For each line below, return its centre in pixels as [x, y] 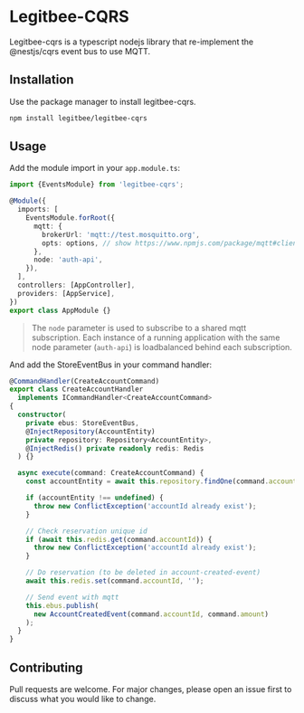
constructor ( [42, 415]
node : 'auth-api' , [68, 260]
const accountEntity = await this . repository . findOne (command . [147, 481]
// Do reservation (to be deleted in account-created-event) [143, 573]
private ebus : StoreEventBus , [83, 423]
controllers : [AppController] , [76, 285]
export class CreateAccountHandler [76, 390]
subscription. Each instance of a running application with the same [156, 337]
